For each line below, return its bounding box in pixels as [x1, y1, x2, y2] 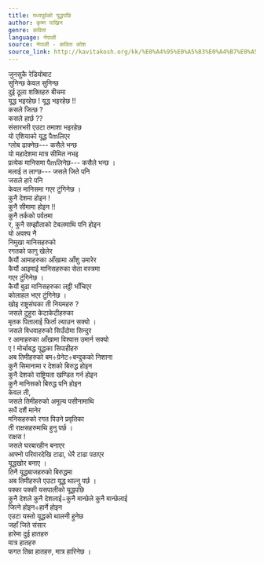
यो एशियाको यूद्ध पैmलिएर [8, 131, 71, 141]
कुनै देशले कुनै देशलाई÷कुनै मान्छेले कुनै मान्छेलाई [8, 494, 128, 503]
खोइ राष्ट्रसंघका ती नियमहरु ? [8, 299, 79, 309]
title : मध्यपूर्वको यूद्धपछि [8, 11, 71, 20]
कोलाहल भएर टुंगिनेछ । [8, 291, 67, 299]
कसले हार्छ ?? [8, 114, 43, 123]
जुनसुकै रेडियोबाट [8, 70, 53, 79]
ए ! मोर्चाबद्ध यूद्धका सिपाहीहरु [8, 343, 79, 353]
